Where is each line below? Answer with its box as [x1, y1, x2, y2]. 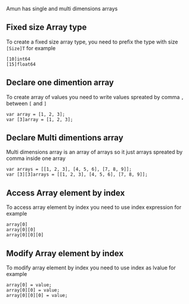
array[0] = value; [6, 282, 52, 288]
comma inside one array [6, 155, 66, 162]
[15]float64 [6, 61, 36, 67]
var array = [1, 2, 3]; [6, 111, 66, 117]
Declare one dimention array [6, 78, 114, 88]
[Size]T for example [6, 44, 56, 51]
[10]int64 [6, 56, 31, 62]
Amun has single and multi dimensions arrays [6, 5, 118, 12]
